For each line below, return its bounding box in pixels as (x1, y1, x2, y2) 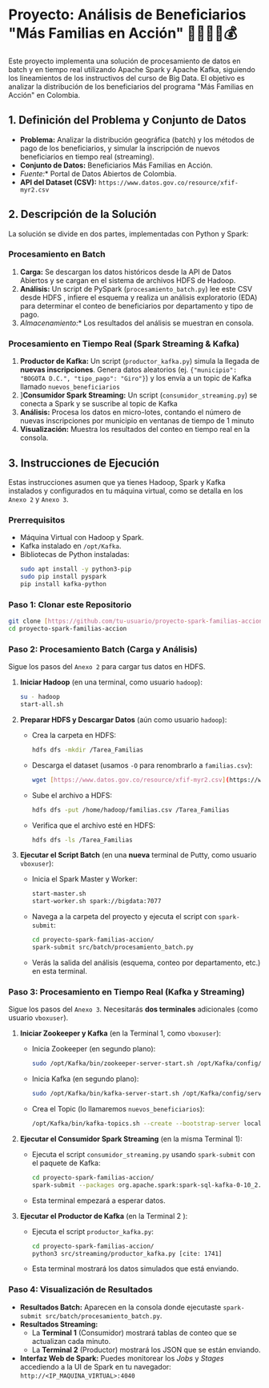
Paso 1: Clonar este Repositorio (8, 599, 132, 610)
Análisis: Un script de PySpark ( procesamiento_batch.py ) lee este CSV (19, 284, 253, 293)
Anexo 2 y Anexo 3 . (8, 494, 70, 504)
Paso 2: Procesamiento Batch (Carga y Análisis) (8, 644, 198, 655)
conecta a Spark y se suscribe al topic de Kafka (19, 399, 178, 409)
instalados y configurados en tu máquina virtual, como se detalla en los (8, 486, 243, 495)
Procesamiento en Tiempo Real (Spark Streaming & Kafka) (8, 338, 240, 349)
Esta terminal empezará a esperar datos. (31, 1196, 166, 1205)
